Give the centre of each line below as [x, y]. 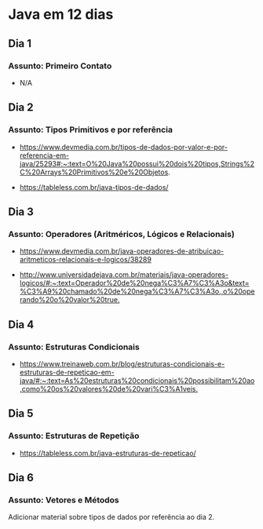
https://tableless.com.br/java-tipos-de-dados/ [94, 187]
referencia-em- [44, 155]
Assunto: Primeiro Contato [60, 66]
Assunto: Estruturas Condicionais [74, 347]
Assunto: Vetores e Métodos [64, 500]
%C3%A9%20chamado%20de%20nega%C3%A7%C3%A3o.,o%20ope [137, 291]
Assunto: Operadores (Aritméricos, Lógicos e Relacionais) [122, 234]
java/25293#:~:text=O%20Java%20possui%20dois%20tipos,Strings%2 [137, 163]
